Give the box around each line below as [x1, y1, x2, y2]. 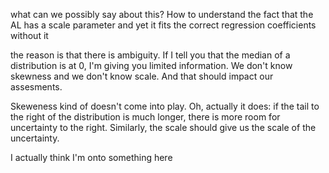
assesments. [10, 81, 63, 93]
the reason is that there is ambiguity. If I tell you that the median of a [10, 49, 291, 61]
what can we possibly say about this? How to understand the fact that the [10, 9, 314, 20]
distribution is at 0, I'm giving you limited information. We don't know [10, 60, 293, 71]
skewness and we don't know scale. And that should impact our [10, 70, 274, 82]
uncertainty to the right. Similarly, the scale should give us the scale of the [10, 122, 317, 133]
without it [10, 30, 49, 41]
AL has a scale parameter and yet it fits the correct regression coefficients [10, 19, 317, 31]
